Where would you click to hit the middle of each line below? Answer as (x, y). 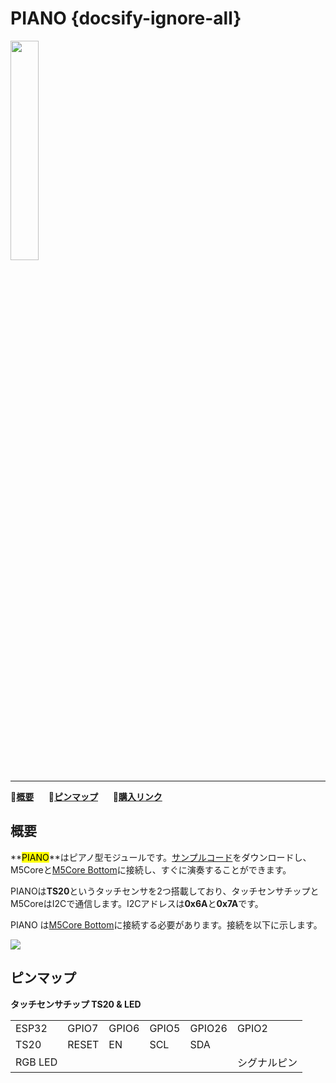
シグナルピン (267, 1062)
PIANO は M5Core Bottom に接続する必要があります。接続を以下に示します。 (166, 924)
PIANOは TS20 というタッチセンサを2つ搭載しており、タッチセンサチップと (165, 891)
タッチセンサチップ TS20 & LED (76, 1004)
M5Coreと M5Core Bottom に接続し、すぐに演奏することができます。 (151, 869)
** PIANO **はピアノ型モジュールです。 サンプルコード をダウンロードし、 (161, 857)
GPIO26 (208, 1028)
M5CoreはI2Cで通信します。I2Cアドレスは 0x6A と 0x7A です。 (137, 903)
